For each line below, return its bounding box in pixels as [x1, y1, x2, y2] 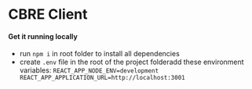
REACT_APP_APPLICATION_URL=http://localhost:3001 [19, 74, 186, 82]
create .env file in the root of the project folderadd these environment [19, 57, 245, 67]
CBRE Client [8, 5, 88, 23]
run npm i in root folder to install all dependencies [19, 49, 181, 59]
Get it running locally [8, 31, 79, 41]
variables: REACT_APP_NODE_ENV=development [19, 66, 159, 75]
